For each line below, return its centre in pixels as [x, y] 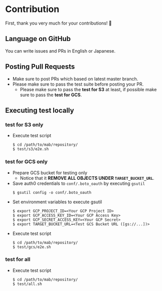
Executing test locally [40, 110]
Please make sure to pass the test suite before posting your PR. [78, 84]
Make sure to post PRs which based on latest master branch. [75, 79]
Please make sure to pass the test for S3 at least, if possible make [88, 89]
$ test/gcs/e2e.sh [32, 247]
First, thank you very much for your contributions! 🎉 [58, 23]
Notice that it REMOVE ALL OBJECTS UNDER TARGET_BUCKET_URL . [87, 178]
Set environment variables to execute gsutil [57, 202]
